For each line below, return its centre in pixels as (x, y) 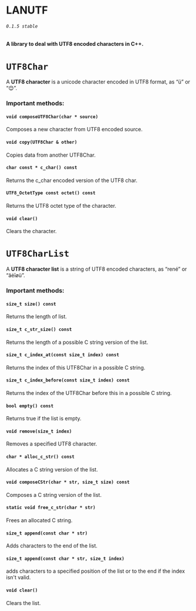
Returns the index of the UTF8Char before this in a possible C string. (89, 393)
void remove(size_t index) (39, 431)
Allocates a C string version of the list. (52, 469)
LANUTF (27, 10)
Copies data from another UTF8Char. (51, 155)
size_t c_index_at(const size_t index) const (62, 355)
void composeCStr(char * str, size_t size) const (68, 482)
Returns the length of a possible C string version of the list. (77, 342)
